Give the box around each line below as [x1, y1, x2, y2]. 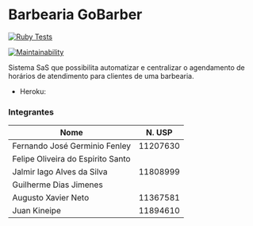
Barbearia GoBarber [8, 6, 143, 24]
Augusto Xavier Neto [12, 193, 90, 204]
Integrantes [8, 106, 54, 117]
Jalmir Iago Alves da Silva [12, 166, 108, 177]
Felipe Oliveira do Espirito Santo [12, 154, 131, 165]
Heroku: [19, 86, 46, 96]
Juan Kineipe [12, 205, 61, 216]
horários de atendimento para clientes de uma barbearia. [8, 71, 194, 80]
